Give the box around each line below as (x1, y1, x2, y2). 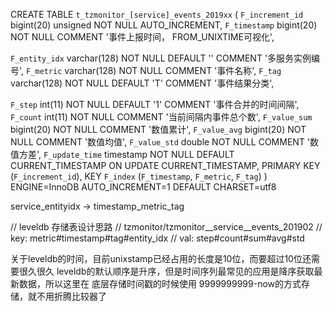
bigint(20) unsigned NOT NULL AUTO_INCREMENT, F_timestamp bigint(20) (10, 19, 318, 31)
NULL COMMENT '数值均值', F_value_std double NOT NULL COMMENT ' (10, 136, 311, 148)
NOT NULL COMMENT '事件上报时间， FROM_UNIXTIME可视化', (10, 31, 275, 43)
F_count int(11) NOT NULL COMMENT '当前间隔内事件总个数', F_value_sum (10, 111, 313, 123)
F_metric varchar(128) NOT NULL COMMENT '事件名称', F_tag (26, 65, 282, 76)
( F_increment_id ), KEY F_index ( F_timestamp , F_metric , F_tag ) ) (10, 170, 268, 182)
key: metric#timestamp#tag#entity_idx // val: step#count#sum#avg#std (10, 232, 305, 244)
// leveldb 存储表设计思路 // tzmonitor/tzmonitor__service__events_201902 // (10, 221, 323, 233)
